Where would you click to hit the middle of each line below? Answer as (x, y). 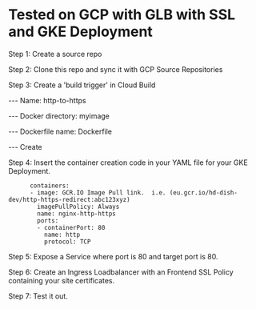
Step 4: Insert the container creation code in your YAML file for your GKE (128, 163)
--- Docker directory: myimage (59, 116)
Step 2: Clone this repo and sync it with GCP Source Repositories (116, 69)
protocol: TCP (67, 242)
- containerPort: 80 (71, 227)
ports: (48, 221)
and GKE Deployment (81, 32)
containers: (49, 186)
